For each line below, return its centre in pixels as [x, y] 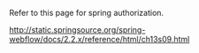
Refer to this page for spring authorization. [87, 13]
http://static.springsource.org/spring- [77, 30]
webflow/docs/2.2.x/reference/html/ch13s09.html [99, 39]
